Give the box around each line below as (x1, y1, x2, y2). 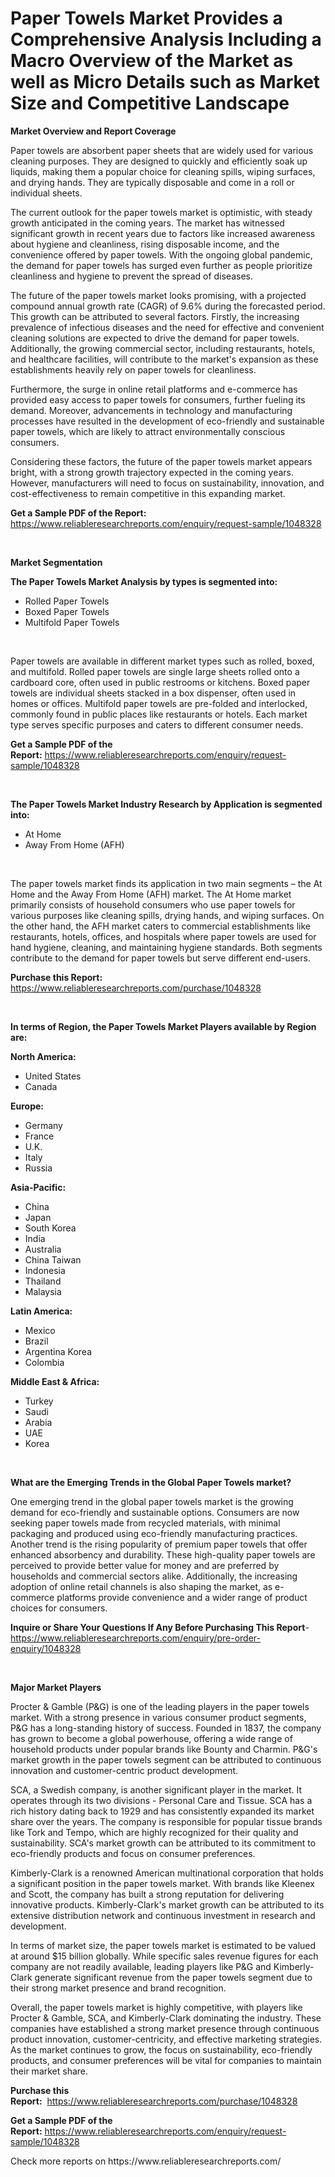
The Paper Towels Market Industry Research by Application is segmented (10, 798, 323, 810)
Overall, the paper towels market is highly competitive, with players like (10, 2001, 303, 2013)
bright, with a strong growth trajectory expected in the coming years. (10, 466, 295, 478)
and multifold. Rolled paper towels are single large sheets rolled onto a (10, 665, 300, 677)
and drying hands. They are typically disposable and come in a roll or (10, 176, 295, 188)
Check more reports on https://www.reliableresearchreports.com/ (10, 2155, 282, 2167)
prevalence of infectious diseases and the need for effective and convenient (10, 321, 325, 333)
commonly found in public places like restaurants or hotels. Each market (10, 708, 308, 720)
